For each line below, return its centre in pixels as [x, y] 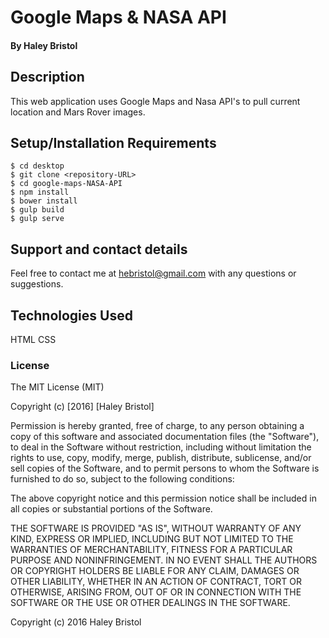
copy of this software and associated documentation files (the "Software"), [165, 437]
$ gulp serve [37, 219]
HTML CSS [33, 340]
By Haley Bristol [44, 45]
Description [47, 77]
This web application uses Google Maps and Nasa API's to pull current [155, 101]
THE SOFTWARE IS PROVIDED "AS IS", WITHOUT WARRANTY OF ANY [156, 528]
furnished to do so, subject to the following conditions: [122, 479]
